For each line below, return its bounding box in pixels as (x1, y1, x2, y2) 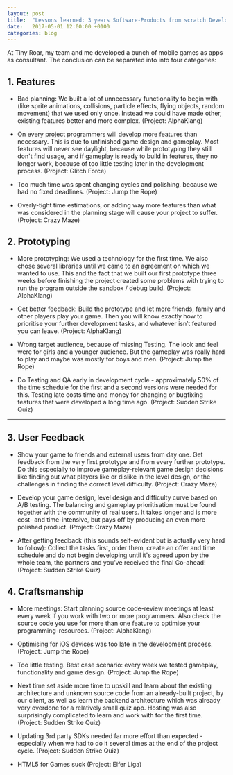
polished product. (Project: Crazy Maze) (17, 522, 132, 531)
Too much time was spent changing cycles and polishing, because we (17, 180, 218, 189)
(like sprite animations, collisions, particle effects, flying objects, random (17, 102, 225, 110)
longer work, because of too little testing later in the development (17, 160, 205, 168)
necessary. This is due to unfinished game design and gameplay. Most (17, 137, 219, 146)
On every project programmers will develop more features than (17, 130, 198, 139)
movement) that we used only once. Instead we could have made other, (17, 109, 222, 118)
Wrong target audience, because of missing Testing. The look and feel (17, 340, 218, 348)
